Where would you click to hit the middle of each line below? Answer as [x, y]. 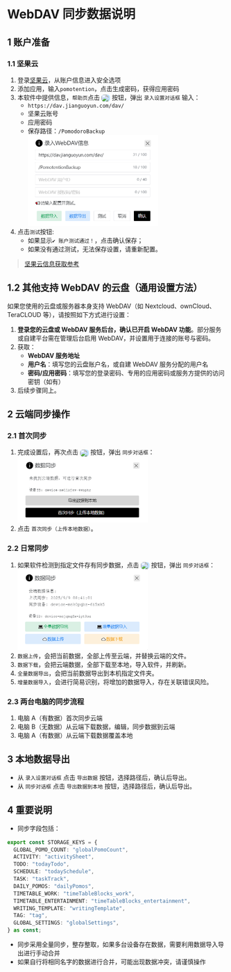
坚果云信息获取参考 [52, 264]
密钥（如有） [46, 381]
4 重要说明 [30, 810]
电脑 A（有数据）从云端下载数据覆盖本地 [75, 735]
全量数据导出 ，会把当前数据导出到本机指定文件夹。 [87, 673]
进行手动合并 [42, 953]
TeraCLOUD [24, 314]
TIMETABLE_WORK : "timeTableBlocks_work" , [74, 893]
